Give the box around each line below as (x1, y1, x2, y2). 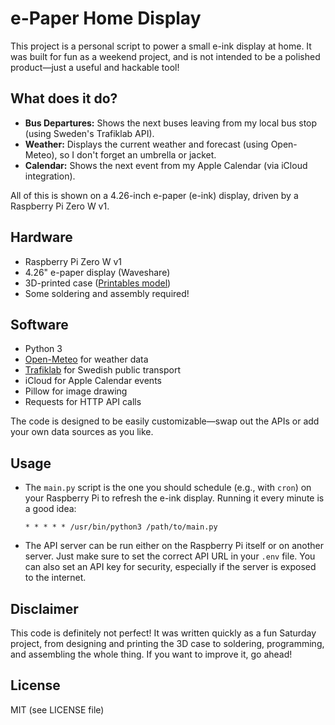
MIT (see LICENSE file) (10, 703, 105, 716)
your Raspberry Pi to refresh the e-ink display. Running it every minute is (24, 492, 325, 504)
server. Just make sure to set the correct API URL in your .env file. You (24, 550, 316, 562)
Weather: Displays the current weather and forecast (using (24, 138, 269, 150)
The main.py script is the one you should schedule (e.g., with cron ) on (24, 482, 312, 494)
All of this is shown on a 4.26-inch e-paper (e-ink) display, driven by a (10, 189, 299, 201)
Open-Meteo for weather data (24, 353, 149, 366)
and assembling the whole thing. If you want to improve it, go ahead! (10, 648, 293, 660)
